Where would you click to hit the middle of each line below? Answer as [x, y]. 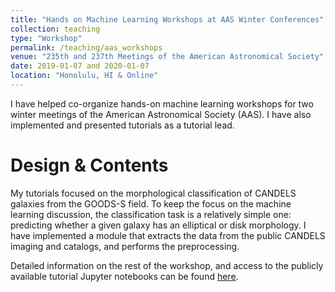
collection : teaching [55, 29]
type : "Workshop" [46, 38]
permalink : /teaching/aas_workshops [86, 47]
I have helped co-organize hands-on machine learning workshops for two [162, 103]
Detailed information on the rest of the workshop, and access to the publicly [167, 265]
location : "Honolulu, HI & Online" [84, 76]
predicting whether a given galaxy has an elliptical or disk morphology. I [158, 225]
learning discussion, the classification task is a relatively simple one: [151, 214]
